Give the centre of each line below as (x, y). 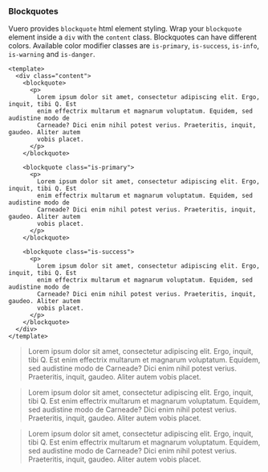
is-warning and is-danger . (52, 55)
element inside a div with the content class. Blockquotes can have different (132, 37)
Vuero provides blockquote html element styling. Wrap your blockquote (125, 29)
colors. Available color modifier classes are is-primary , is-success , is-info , (134, 46)
